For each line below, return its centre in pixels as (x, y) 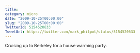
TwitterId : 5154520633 (28, 27)
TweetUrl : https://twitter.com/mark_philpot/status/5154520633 (70, 32)
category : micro (21, 14)
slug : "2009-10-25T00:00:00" (34, 23)
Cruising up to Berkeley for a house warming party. (56, 46)
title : (12, 9)
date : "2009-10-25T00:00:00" (34, 18)
